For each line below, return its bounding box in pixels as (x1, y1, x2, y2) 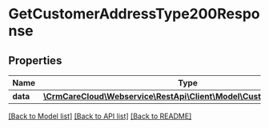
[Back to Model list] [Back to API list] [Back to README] (8, 111, 192, 121)
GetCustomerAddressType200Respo (8, 5, 260, 23)
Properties (8, 54, 62, 67)
